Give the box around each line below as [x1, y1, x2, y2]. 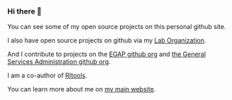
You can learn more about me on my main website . [7, 85, 156, 94]
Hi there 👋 [7, 6, 43, 16]
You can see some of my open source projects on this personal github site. [7, 23, 226, 31]
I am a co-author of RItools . [7, 71, 87, 80]
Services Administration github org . [7, 57, 111, 66]
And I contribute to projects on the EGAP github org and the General [7, 50, 206, 59]
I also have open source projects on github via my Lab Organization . [7, 36, 206, 45]
